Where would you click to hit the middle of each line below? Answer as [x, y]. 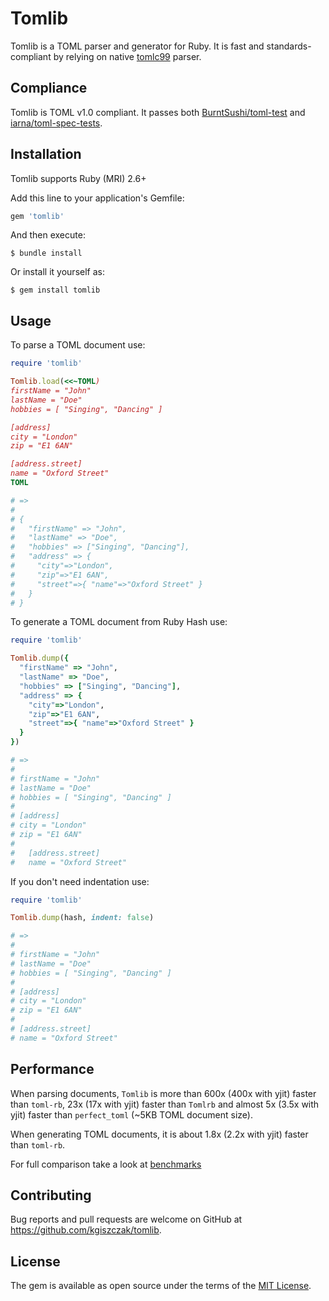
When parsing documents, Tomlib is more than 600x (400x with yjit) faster [163, 1093]
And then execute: [48, 235]
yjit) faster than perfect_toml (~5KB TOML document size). [131, 1114]
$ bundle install [46, 253]
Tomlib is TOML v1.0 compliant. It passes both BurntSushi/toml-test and [158, 112]
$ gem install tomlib [55, 290]
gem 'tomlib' [37, 216]
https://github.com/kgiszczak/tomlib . [86, 1230]
